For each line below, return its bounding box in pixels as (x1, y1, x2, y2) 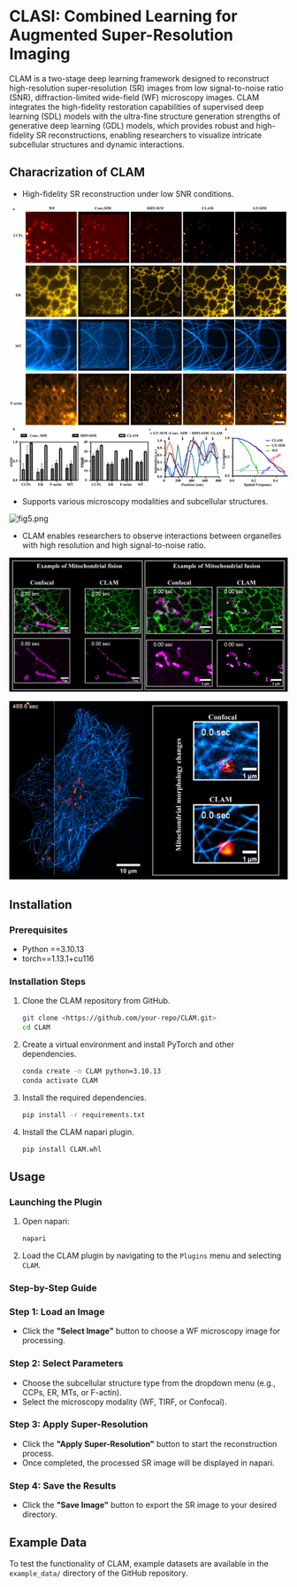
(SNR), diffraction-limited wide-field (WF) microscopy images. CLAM (9, 91, 260, 103)
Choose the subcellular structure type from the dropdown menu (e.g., (21, 1377, 276, 1388)
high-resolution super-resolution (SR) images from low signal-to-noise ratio (9, 82, 285, 93)
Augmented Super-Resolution (9, 25, 234, 45)
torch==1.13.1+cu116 (21, 953, 95, 964)
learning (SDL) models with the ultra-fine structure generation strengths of (9, 111, 281, 121)
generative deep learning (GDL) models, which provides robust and (9, 120, 255, 130)
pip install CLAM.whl (21, 1145, 102, 1153)
